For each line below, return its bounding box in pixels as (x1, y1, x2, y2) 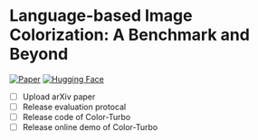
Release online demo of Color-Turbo (22, 122, 158, 133)
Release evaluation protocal (22, 101, 127, 112)
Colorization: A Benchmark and (9, 24, 251, 45)
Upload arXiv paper (22, 91, 96, 102)
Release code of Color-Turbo (22, 112, 131, 123)
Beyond (9, 44, 69, 64)
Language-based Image (9, 5, 193, 26)
